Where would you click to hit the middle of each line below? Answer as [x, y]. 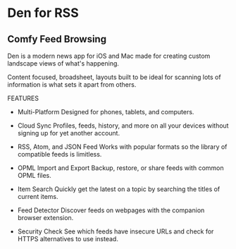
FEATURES [23, 98]
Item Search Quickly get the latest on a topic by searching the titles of [119, 189]
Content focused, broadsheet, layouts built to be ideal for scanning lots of [114, 77]
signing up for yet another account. [69, 133]
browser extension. [45, 218]
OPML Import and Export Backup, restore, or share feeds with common [120, 168]
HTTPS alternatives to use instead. [68, 239]
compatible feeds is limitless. [60, 154]
